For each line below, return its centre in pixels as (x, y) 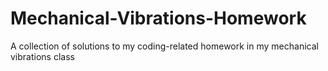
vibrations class (42, 56)
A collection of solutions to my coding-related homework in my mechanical (164, 46)
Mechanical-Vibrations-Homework (158, 18)
